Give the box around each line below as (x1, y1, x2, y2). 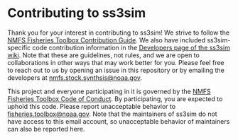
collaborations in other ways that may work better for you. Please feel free (7, 58, 225, 66)
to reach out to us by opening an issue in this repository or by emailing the (7, 66, 225, 74)
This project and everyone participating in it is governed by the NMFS (7, 87, 211, 95)
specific (7, 43, 31, 52)
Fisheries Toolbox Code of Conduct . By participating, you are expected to (7, 94, 223, 103)
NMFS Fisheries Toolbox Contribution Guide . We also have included (7, 35, 206, 44)
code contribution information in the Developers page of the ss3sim (32, 43, 231, 52)
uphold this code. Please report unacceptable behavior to (7, 102, 176, 110)
